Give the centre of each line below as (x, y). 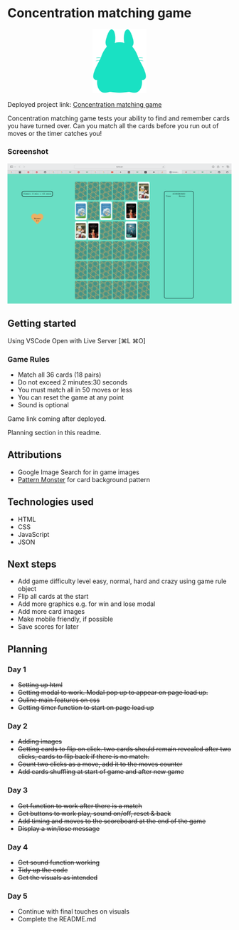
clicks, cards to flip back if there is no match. (83, 757)
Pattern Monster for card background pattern (84, 479)
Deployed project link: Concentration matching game (85, 104)
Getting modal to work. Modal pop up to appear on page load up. (113, 693)
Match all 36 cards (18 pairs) (59, 375)
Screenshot (28, 152)
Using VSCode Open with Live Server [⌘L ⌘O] (76, 340)
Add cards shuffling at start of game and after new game (101, 772)
